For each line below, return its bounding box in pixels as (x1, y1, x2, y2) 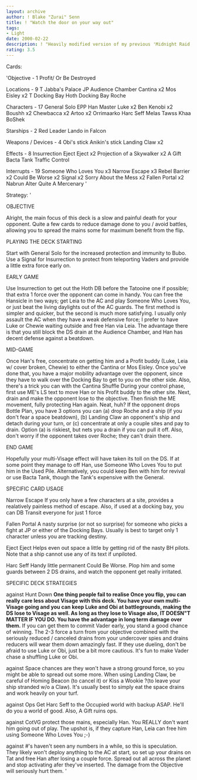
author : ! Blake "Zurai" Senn (6, 14, 80, 20)
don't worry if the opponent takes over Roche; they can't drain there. (6, 432, 172, 439)
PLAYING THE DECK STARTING (6, 238, 82, 245)
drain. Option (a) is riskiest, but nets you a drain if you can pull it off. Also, (6, 426, 184, 433)
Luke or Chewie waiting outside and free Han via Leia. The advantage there (6, 322, 188, 329)
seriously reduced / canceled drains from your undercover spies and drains (6, 634, 189, 641)
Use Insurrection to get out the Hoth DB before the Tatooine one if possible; (6, 284, 189, 291)
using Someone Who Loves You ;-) (6, 731, 90, 738)
